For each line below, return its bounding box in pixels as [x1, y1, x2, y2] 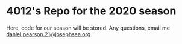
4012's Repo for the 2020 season [6, 4, 177, 18]
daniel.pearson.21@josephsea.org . [6, 30, 92, 37]
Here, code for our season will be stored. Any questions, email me [6, 24, 171, 31]
